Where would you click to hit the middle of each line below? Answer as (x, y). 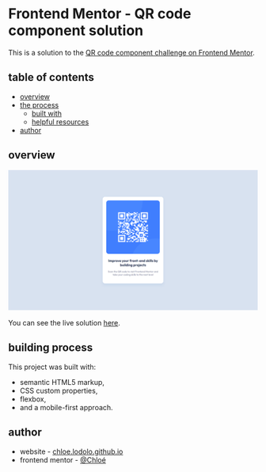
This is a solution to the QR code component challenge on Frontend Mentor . (131, 52)
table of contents (51, 77)
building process (51, 348)
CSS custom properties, (59, 390)
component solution (76, 30)
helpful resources (60, 122)
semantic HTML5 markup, (62, 382)
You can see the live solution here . (65, 323)
